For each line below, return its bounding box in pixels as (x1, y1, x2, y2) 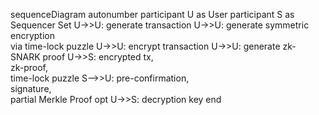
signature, (10, 83, 52, 94)
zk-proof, (10, 62, 49, 73)
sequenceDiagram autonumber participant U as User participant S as (10, 9, 295, 20)
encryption (10, 30, 55, 41)
